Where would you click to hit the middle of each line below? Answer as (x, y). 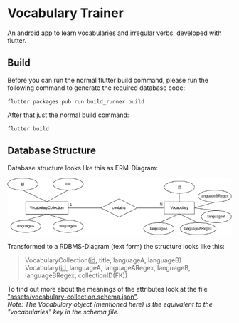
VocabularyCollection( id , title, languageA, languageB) (103, 260)
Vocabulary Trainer (66, 13)
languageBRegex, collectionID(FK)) (76, 275)
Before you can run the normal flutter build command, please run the (108, 80)
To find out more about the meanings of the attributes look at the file (107, 289)
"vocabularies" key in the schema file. (63, 312)
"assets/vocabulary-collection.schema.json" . (73, 297)
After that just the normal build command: (68, 115)
